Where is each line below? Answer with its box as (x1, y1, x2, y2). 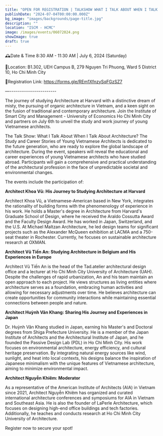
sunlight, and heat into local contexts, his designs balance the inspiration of (5, 355, 157, 361)
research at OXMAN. (5, 239, 47, 245)
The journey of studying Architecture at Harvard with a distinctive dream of (5, 97, 156, 103)
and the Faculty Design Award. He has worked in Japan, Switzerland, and (5, 218, 152, 224)
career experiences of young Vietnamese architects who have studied (5, 153, 146, 159)
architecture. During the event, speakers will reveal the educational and (5, 149, 148, 154)
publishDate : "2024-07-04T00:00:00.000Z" (5, 12, 91, 17)
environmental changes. (5, 169, 54, 175)
